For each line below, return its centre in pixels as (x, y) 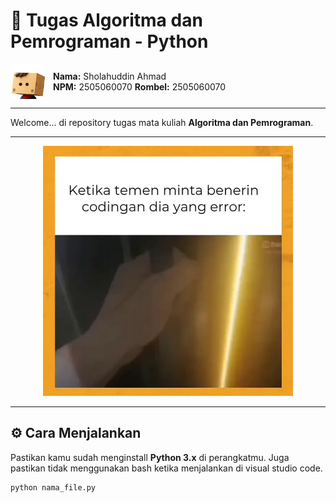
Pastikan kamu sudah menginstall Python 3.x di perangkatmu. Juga (150, 457)
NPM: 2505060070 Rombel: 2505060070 (140, 86)
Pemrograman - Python (109, 41)
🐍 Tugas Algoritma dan (106, 20)
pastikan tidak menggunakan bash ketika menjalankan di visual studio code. (166, 468)
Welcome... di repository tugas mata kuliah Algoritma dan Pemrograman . (162, 122)
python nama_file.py (53, 487)
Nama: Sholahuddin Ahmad (110, 76)
